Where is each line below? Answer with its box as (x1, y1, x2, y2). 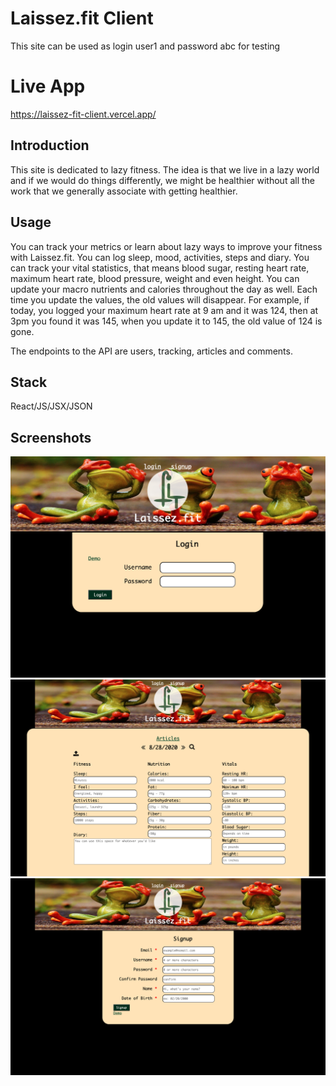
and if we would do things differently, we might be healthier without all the (10, 174, 315, 186)
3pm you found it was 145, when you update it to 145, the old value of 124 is (10, 315, 323, 327)
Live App (10, 75, 86, 98)
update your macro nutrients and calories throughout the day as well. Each (10, 283, 318, 295)
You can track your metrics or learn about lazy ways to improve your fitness (10, 240, 323, 252)
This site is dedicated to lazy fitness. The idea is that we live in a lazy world (10, 163, 320, 176)
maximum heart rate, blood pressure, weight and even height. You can (10, 272, 300, 284)
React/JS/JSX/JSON (10, 400, 93, 412)
